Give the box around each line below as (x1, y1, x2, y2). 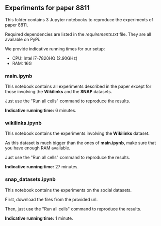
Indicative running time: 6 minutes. (5, 108, 77, 113)
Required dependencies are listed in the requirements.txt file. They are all (5, 31, 152, 37)
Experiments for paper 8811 (5, 4, 90, 12)
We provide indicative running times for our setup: (5, 46, 105, 51)
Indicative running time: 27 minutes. (5, 164, 79, 170)
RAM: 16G (12, 60, 32, 66)
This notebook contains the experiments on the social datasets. (5, 187, 132, 193)
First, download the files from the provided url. (5, 196, 98, 202)
